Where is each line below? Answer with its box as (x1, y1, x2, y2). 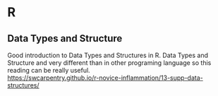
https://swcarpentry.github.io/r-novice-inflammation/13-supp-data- (7, 73, 203, 82)
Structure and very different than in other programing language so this (7, 59, 212, 67)
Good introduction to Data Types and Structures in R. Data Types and (7, 51, 209, 59)
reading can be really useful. (7, 66, 90, 74)
